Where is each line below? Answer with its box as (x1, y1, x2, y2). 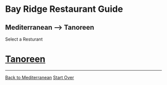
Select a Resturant (5, 36, 43, 42)
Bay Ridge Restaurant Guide (5, 3, 123, 15)
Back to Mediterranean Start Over (5, 74, 75, 80)
